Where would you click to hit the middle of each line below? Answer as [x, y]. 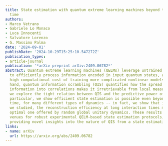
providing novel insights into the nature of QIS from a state [77, 122]
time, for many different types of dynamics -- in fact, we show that [85, 103]
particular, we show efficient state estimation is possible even [80, 98]
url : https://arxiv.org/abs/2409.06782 [51, 136]
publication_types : [25, 56]
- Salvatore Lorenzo [27, 38]
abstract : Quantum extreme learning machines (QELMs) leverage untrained [84, 71]
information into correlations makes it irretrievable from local [80, 89]
